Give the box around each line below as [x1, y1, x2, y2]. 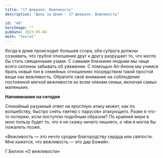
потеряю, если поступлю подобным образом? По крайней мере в [10, 114, 149, 119]
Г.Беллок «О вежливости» [5, 148, 60, 154]
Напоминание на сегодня [5, 94, 60, 100]
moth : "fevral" [5, 34, 36, 39]
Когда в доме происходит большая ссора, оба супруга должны [5, 48, 138, 53]
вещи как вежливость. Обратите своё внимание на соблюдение [5, 74, 140, 79]
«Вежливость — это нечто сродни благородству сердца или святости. [5, 133, 153, 139]
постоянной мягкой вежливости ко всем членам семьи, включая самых [5, 79, 157, 85]
